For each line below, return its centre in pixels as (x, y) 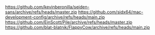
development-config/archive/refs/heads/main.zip (55, 17)
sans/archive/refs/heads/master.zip (41, 12)
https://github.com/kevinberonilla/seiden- (47, 7)
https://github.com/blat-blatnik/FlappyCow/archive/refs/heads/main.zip (77, 27)
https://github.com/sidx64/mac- (111, 12)
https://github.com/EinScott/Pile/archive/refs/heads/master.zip (69, 22)
